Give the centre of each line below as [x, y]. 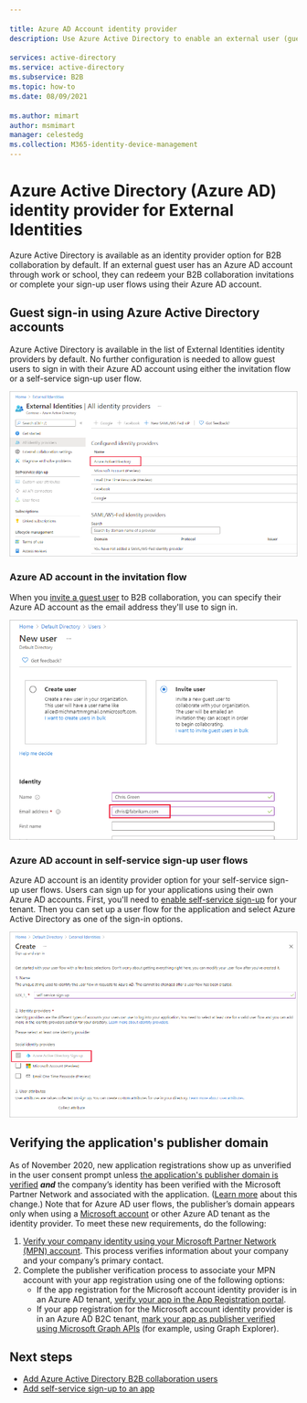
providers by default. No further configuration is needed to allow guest [143, 359]
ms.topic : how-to [42, 87]
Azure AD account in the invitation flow [98, 578]
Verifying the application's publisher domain [139, 1143]
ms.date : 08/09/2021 [49, 96]
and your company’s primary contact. [93, 1260]
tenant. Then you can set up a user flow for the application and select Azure [153, 909]
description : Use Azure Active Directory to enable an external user [145, 38]
